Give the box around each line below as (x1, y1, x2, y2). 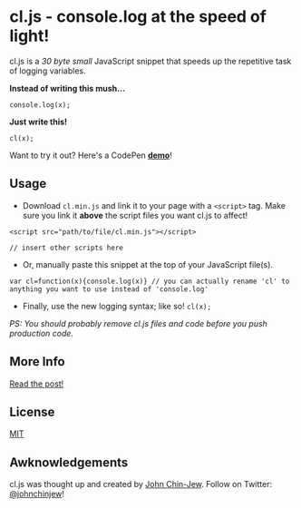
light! (9, 25, 50, 46)
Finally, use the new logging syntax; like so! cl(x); (22, 300, 211, 311)
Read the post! (9, 378, 64, 389)
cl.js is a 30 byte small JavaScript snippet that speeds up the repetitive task (9, 55, 292, 66)
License (9, 404, 55, 419)
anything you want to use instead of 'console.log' (9, 284, 209, 294)
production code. (9, 327, 74, 338)
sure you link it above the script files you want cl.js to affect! (22, 210, 248, 220)
